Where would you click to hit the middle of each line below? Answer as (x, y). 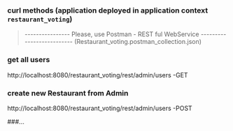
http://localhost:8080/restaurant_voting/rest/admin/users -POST (100, 108)
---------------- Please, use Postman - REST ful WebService (112, 34)
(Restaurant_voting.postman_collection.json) (138, 42)
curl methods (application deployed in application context (108, 10)
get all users (29, 60)
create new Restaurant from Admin (68, 93)
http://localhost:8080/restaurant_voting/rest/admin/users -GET (98, 75)
